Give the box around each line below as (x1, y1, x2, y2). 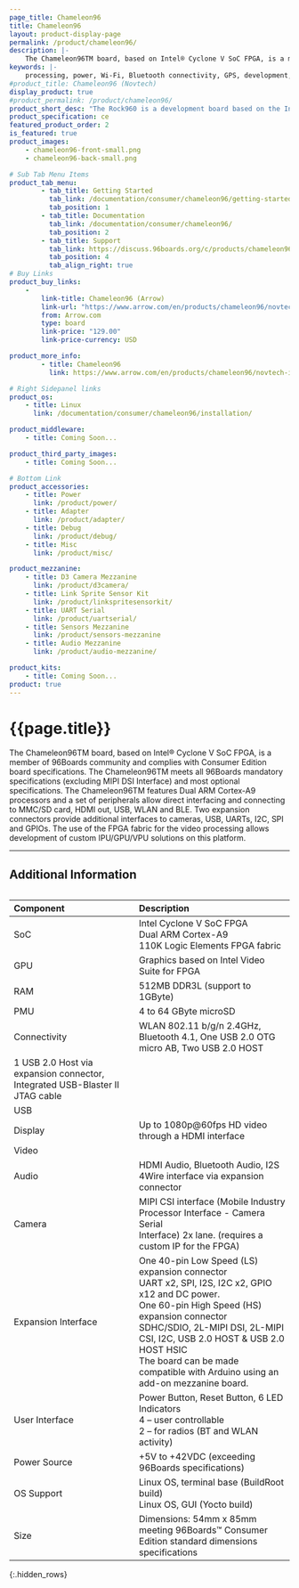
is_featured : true (9, 129, 77, 138)
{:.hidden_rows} (9, 1569, 69, 1580)
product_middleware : (9, 425, 86, 435)
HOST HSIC (139, 1344, 189, 1356)
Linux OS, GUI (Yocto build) (139, 1498, 254, 1511)
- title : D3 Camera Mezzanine (25, 573, 138, 582)
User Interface (13, 1413, 74, 1426)
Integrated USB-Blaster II (13, 1079, 120, 1091)
